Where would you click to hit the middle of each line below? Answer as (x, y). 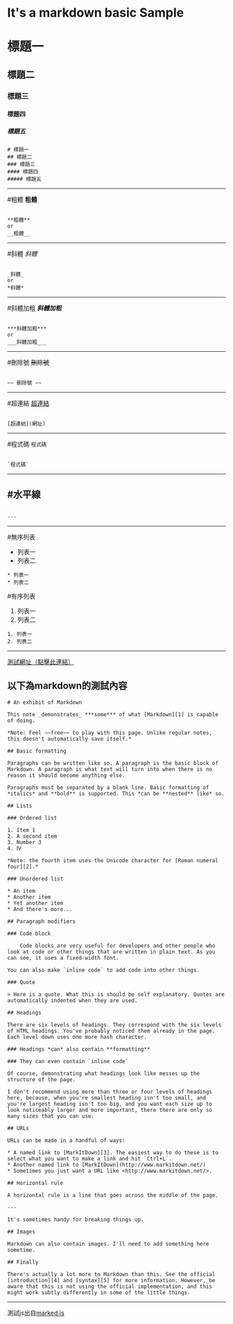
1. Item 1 (21, 830)
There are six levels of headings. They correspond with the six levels (114, 1025)
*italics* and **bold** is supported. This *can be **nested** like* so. (116, 793)
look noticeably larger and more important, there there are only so (110, 1110)
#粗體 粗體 (22, 200)
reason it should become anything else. (67, 775)
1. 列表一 (20, 634)
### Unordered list (35, 879)
